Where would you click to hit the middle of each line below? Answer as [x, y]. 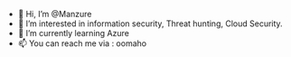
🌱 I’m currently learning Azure [73, 33]
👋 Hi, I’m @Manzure [55, 14]
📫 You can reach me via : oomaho [82, 43]
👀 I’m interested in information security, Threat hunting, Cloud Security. [150, 24]
